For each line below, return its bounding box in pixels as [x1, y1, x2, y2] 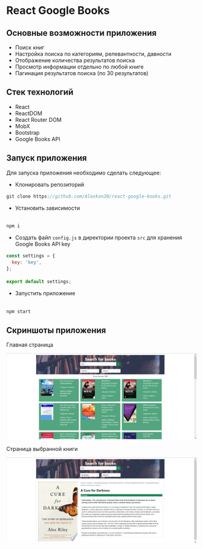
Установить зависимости [14, 204, 80, 211]
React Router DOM [14, 116, 62, 123]
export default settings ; [6, 278, 71, 285]
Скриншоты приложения [6, 325, 106, 335]
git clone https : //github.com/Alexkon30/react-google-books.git [6, 193, 172, 199]
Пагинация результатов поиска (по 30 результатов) [14, 70, 149, 76]
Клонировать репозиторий [14, 181, 85, 188]
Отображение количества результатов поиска [14, 57, 135, 64]
